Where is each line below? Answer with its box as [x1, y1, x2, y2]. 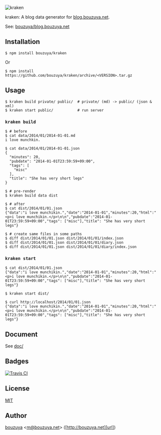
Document [5, 330, 38, 338]
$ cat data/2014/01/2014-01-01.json [5, 146, 80, 151]
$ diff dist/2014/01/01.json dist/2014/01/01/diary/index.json [5, 244, 137, 249]
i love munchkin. [5, 137, 41, 142]
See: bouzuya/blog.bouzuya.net [5, 23, 70, 29]
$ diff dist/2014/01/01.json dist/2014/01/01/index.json [5, 236, 124, 240]
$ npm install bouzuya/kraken [5, 50, 67, 56]
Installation [5, 38, 40, 46]
